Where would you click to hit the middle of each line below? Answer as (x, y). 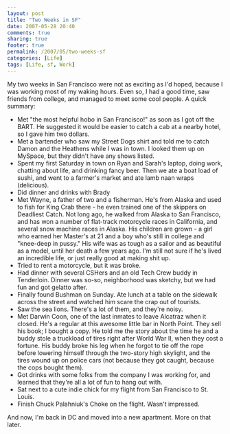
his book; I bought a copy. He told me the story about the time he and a (117, 331)
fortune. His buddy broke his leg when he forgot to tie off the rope (110, 345)
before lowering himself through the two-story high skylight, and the (114, 353)
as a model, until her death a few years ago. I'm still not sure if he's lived (119, 251)
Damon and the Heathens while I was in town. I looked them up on (111, 148)
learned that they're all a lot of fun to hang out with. (90, 382)
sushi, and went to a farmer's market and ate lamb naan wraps (105, 178)
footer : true (26, 45)
